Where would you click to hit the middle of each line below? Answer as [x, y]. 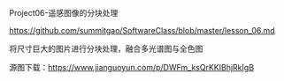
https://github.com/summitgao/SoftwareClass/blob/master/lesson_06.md [142, 30]
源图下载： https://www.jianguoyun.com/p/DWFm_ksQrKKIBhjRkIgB [132, 67]
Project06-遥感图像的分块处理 [64, 13]
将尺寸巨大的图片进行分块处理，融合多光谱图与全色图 [106, 48]
